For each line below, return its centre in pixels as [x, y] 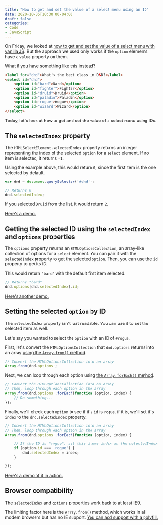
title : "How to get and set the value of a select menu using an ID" [77, 10]
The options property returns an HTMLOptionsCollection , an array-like [75, 248]
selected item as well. [27, 328]
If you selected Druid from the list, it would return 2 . [57, 204]
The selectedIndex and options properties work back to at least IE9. [73, 503]
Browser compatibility [39, 491]
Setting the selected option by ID [55, 312]
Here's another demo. [27, 296]
